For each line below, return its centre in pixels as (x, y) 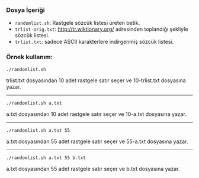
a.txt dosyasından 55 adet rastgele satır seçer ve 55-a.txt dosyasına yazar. (97, 141)
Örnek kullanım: (30, 57)
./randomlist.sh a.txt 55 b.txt (46, 158)
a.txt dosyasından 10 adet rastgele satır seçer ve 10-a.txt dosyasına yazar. (96, 114)
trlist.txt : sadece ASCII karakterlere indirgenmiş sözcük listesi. (94, 42)
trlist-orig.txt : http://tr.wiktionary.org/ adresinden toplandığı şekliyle (101, 29)
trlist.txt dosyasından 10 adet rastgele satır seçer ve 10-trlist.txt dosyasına (96, 80)
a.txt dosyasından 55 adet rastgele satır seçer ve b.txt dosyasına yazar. (93, 169)
